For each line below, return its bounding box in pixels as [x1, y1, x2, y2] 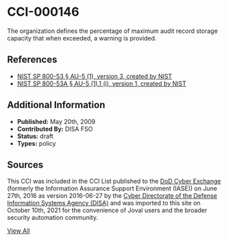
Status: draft [16, 131, 53, 140]
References [7, 54, 58, 66]
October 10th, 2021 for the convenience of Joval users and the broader [7, 206, 207, 214]
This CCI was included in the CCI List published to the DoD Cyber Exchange [7, 177, 221, 186]
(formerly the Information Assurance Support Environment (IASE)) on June [7, 184, 218, 192]
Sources [7, 159, 44, 170]
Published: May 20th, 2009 [16, 117, 96, 125]
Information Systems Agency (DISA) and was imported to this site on [7, 199, 201, 207]
